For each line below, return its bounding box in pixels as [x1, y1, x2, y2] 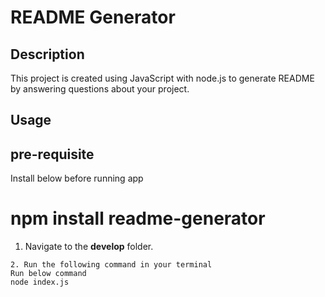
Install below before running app [10, 172, 144, 185]
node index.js [10, 277, 70, 288]
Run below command [10, 269, 87, 279]
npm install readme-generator [10, 207, 266, 230]
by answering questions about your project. [10, 83, 190, 95]
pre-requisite [10, 146, 95, 163]
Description [10, 46, 85, 63]
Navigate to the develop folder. [24, 241, 154, 253]
